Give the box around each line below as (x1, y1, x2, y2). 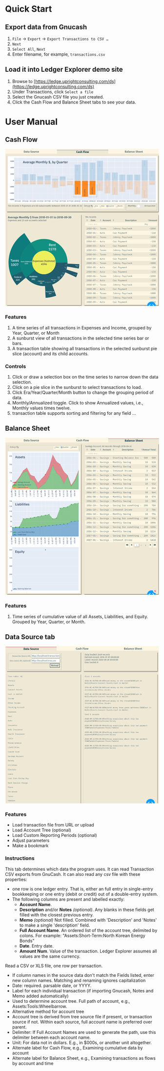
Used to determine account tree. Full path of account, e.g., (12, 998, 130, 1004)
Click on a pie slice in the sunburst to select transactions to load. (12, 384, 143, 390)
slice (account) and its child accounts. (12, 350, 89, 357)
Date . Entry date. (19, 943, 54, 949)
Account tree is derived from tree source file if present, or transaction (12, 1013, 152, 1019)
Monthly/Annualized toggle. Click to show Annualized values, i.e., (12, 400, 143, 405)
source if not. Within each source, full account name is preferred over (12, 1019, 152, 1025)
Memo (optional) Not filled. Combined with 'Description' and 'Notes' (19, 917, 157, 923)
